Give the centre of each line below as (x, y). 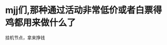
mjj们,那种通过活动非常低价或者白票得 (84, 10)
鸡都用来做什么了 (41, 23)
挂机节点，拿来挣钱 (25, 37)
